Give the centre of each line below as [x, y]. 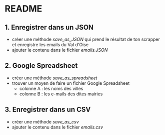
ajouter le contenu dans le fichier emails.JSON [60, 50]
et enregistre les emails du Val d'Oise [50, 45]
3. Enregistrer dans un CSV [48, 110]
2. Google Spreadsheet [41, 66]
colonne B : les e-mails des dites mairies [61, 94]
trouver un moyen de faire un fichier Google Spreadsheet [71, 83]
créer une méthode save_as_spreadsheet [55, 78]
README [23, 9]
